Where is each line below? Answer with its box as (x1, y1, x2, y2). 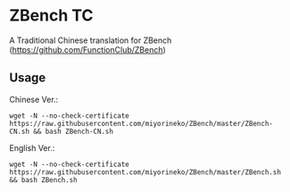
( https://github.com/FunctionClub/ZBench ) (9, 44, 167, 54)
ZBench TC (9, 5, 94, 26)
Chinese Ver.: (9, 94, 59, 104)
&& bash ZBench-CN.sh (32, 127, 114, 136)
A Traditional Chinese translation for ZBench (9, 35, 172, 46)
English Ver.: (9, 142, 55, 153)
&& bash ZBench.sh (9, 175, 78, 184)
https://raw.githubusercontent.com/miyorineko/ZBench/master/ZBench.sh (9, 167, 281, 177)
